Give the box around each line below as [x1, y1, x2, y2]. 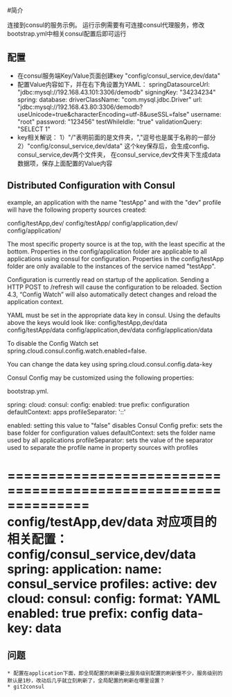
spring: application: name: [7, 561, 162, 577]
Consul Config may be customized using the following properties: [7, 373, 194, 382]
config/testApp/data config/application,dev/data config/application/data [7, 326, 213, 334]
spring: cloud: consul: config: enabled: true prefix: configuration [7, 400, 190, 408]
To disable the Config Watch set [7, 339, 99, 347]
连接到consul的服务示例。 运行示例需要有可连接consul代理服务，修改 [7, 21, 205, 29]
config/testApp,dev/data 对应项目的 [7, 514, 217, 530]
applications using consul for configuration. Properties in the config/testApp [7, 254, 224, 262]
